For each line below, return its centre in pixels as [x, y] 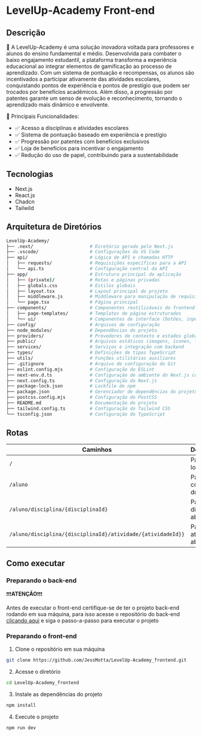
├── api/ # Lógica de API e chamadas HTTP [90, 257]
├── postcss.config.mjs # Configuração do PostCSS [82, 398]
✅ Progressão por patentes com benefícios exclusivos [82, 141]
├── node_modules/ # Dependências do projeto [82, 330]
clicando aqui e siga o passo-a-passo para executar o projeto [83, 621]
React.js [25, 195]
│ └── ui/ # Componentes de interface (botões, [95, 319]
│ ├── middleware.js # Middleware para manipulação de [91, 297]
